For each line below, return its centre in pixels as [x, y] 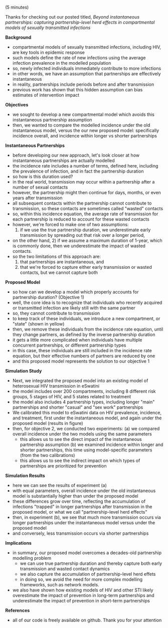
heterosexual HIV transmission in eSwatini [56, 386]
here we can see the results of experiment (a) [59, 485]
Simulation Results [25, 476]
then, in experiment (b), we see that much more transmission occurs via [87, 517]
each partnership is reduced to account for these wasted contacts [81, 219]
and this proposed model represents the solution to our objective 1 [81, 361]
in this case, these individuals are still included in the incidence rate [82, 350]
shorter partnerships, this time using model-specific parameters [86, 450]
